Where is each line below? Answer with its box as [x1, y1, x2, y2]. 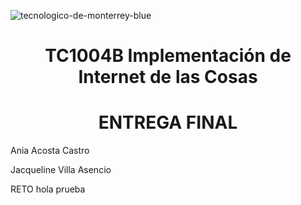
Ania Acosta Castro [10, 145, 90, 157]
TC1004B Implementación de [44, 45, 292, 67]
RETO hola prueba [10, 183, 86, 195]
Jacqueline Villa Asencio [10, 164, 112, 176]
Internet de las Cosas [78, 66, 258, 89]
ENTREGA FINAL [98, 111, 238, 134]
